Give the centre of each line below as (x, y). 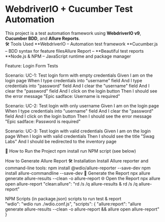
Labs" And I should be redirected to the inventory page (61, 141)
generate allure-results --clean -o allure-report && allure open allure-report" (82, 209)
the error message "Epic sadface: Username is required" (63, 96)
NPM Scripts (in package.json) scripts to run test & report (63, 198)
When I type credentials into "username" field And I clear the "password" (79, 111)
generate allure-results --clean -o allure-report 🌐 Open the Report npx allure (83, 178)
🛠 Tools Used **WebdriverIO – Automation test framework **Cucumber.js (82, 44)
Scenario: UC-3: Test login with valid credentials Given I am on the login (78, 131)
